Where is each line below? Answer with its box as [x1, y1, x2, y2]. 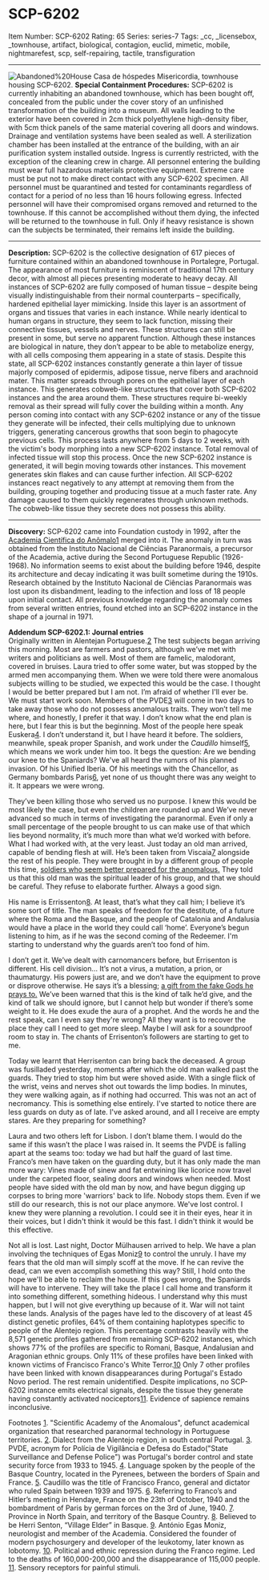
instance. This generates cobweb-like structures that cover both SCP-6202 [8, 384, 257, 394]
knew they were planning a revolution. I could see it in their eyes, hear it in [8, 1208, 253, 1217]
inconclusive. [8, 1402, 52, 1412]
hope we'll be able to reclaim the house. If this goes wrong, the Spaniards [8, 1274, 251, 1284]
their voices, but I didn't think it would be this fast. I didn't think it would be [8, 1216, 254, 1226]
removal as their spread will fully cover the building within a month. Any [8, 401, 244, 411]
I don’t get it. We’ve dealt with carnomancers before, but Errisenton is [8, 955, 238, 965]
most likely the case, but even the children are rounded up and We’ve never [8, 804, 258, 814]
